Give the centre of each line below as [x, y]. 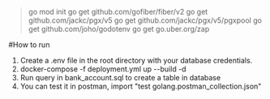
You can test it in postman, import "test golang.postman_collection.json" [141, 86]
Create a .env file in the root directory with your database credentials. [136, 60]
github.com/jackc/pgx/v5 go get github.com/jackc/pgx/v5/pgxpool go [145, 20]
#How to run [29, 45]
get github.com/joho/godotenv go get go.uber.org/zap [119, 29]
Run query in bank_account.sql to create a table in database [120, 77]
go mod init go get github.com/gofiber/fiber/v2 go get [118, 12]
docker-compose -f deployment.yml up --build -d [103, 69]
